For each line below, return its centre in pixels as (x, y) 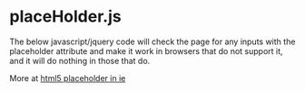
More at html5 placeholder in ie (68, 78)
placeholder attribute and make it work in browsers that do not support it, (146, 51)
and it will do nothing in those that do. (80, 60)
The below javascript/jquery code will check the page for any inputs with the (152, 41)
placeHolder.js (65, 17)
